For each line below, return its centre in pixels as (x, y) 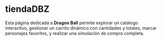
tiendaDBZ (27, 9)
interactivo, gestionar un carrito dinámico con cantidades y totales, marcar (81, 28)
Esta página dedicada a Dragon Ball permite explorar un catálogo (72, 23)
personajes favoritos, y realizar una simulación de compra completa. (75, 33)
